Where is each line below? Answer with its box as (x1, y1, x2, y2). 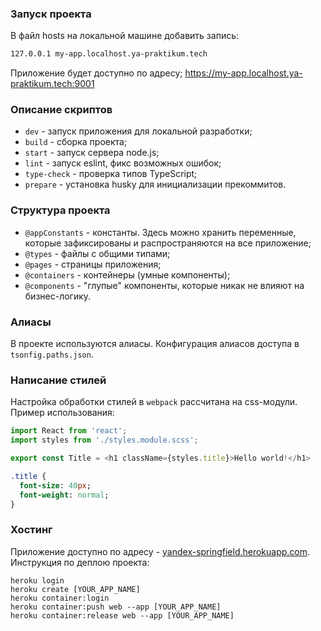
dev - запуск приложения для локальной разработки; (24, 125, 253, 137)
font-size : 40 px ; (19, 480, 92, 491)
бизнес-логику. (24, 290, 92, 302)
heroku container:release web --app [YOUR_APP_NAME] (10, 610, 235, 621)
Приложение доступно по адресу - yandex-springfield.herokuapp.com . (10, 545, 311, 557)
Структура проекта (10, 203, 111, 217)
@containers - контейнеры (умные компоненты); (24, 268, 231, 281)
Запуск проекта (10, 7, 92, 21)
